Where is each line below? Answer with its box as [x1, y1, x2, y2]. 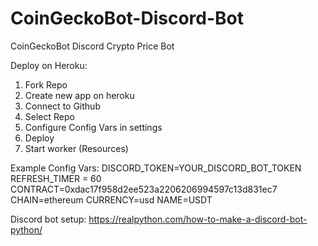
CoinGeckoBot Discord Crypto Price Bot [10, 40, 175, 52]
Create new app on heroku [24, 89, 135, 101]
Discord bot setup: [10, 213, 87, 225]
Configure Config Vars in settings [24, 121, 163, 133]
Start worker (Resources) [24, 142, 129, 154]
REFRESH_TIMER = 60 [10, 172, 102, 184]
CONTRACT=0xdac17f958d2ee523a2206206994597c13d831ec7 [10, 183, 278, 195]
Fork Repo [24, 78, 68, 91]
